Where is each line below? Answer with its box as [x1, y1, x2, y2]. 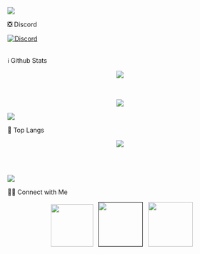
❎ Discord [7, 20, 37, 29]
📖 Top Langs [7, 126, 44, 134]
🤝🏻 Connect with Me [7, 188, 68, 196]
